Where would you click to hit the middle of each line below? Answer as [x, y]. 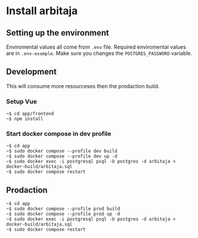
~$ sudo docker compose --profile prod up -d [63, 214]
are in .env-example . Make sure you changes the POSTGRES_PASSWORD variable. [99, 53]
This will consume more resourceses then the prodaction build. [83, 86]
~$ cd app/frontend [30, 114]
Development [32, 72]
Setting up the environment [58, 33]
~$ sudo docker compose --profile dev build [62, 151]
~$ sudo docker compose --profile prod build [63, 209]
